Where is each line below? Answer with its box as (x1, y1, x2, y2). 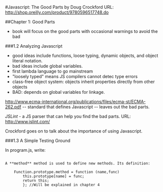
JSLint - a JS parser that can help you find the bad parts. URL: (5, 113, 131, 119)
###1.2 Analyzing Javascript (5, 43, 63, 49)
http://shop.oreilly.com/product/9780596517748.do (5, 9, 109, 15)
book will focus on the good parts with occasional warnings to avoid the (12, 28, 158, 34)
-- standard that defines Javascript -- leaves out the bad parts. (22, 104, 150, 110)
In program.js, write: (5, 147, 46, 153)
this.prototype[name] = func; (23, 174, 84, 179)
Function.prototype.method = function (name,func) (14, 169, 120, 174)
